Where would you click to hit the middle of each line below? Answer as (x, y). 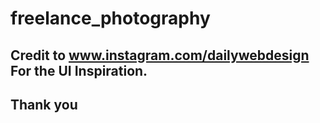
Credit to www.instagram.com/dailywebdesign (160, 55)
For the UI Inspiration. (79, 70)
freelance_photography (110, 18)
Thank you (44, 104)
